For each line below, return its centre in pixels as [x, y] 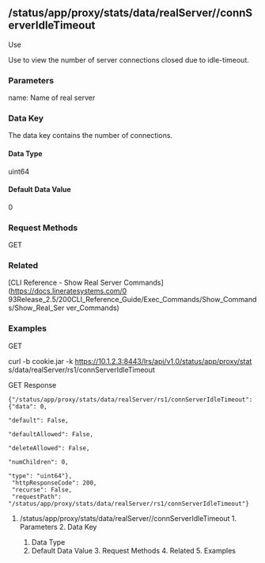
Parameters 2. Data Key [58, 527]
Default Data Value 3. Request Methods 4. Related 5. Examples [133, 550]
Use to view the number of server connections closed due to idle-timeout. [129, 59]
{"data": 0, [28, 406]
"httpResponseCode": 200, [54, 483]
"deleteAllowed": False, [49, 448]
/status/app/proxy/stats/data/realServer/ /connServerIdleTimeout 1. [128, 518]
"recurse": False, [42, 490]
